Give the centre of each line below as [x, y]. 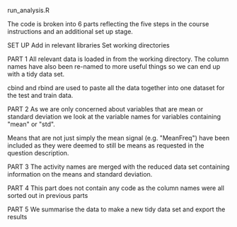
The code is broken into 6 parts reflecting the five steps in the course [108, 24]
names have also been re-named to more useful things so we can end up [114, 66]
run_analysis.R [28, 10]
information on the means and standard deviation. [80, 174]
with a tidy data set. [36, 74]
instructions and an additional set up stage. [70, 32]
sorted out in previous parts [48, 195]
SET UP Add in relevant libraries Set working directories [88, 45]
